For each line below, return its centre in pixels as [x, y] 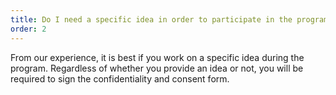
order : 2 [28, 29]
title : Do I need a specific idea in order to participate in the [151, 19]
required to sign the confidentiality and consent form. [120, 78]
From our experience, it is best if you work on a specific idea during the [157, 57]
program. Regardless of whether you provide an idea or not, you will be [157, 68]
